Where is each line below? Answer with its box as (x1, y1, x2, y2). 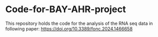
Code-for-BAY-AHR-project (5, 4, 126, 15)
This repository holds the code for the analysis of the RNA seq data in (5, 20, 153, 26)
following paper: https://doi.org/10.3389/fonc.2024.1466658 (5, 25, 133, 31)
